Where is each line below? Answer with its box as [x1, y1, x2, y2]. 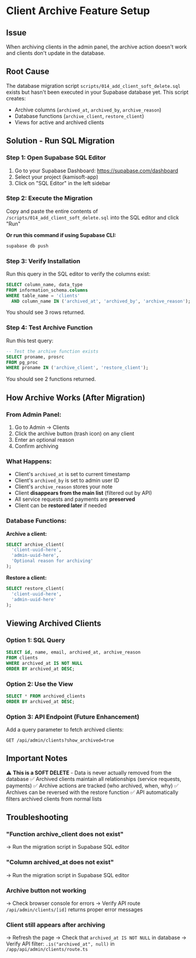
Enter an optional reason [14, 436, 75, 443]
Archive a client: [6, 530, 47, 537]
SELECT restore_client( [6, 585, 65, 591]
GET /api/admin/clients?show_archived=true [6, 737, 115, 743]
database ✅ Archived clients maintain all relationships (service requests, [6, 775, 181, 782]
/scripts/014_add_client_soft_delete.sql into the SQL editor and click [6, 214, 180, 221]
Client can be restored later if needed [14, 502, 107, 509]
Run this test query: [6, 337, 54, 344]
